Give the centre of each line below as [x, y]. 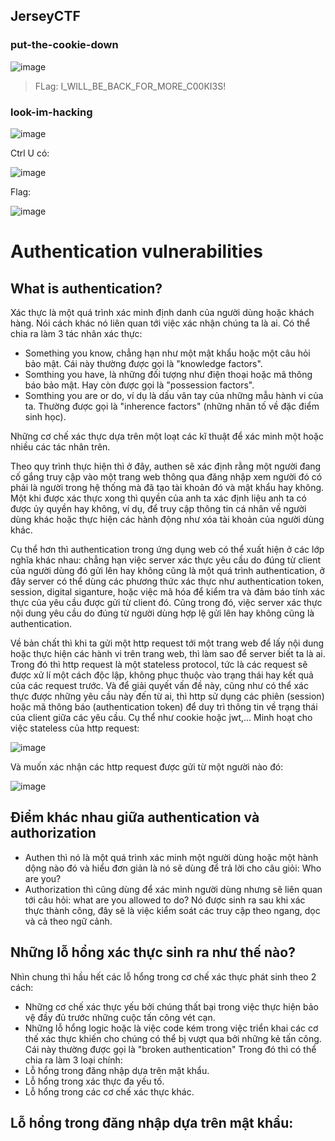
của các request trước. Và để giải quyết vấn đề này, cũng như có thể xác [159, 685]
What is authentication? [86, 288]
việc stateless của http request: [75, 728]
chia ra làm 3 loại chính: [73, 1060]
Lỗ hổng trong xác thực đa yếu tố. [94, 1081]
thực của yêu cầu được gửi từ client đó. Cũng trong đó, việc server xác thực [166, 602]
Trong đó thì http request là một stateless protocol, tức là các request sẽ [159, 664]
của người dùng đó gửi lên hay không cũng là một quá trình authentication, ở [167, 570]
